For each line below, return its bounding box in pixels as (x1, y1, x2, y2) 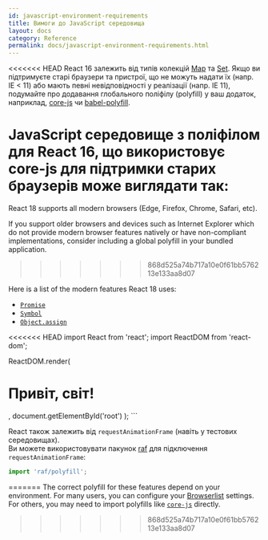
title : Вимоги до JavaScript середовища (8, 19, 146, 27)
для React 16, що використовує (8, 143, 226, 161)
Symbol (19, 310, 42, 318)
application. (8, 245, 47, 254)
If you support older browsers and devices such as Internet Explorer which (8, 219, 254, 229)
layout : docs (8, 26, 52, 35)
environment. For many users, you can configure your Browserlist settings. (8, 490, 254, 500)
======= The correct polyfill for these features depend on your (8, 482, 221, 492)
